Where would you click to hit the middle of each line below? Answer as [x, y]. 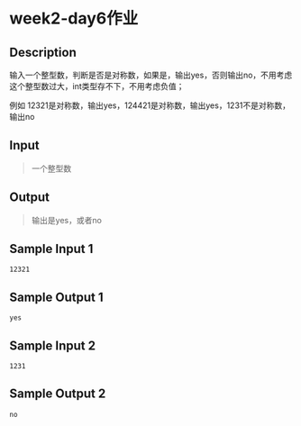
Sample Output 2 [58, 394]
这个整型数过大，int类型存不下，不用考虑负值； [97, 86]
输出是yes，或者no [66, 220]
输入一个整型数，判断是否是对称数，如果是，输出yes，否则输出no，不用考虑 [151, 75]
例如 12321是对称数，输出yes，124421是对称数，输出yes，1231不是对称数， [150, 105]
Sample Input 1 [51, 249]
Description [43, 52]
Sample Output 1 [56, 297]
